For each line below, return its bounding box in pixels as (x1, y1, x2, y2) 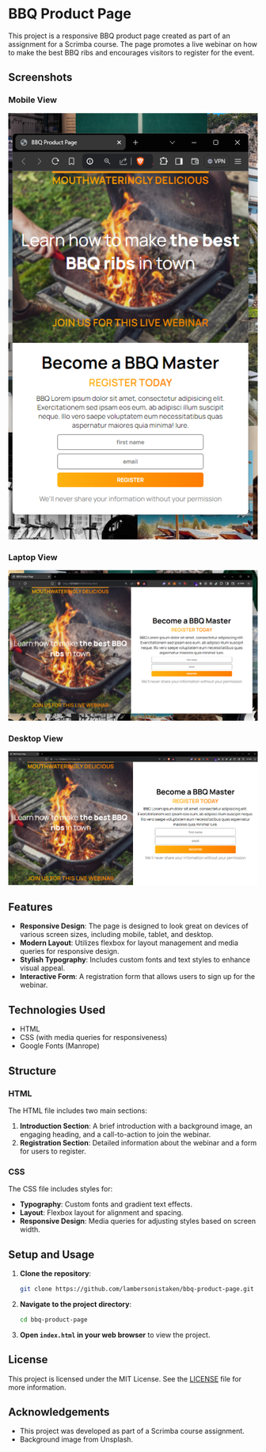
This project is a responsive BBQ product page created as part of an (8, 31, 231, 40)
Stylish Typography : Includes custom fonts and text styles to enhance (19, 955, 251, 965)
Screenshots (8, 71, 73, 84)
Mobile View (8, 94, 58, 105)
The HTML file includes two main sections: (8, 1106, 148, 1115)
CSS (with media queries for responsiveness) (19, 1033, 168, 1042)
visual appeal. (19, 963, 66, 973)
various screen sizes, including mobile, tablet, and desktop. (19, 930, 214, 939)
